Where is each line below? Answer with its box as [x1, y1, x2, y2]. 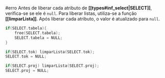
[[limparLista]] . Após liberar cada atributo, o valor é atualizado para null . [5, 16, 160, 22]
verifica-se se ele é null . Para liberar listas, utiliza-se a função [5, 10, 137, 16]
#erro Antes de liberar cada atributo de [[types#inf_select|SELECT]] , [5, 5, 152, 11]
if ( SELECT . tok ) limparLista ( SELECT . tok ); [5, 49, 95, 54]
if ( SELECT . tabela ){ [5, 26, 47, 31]
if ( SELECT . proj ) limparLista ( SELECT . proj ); [5, 63, 100, 69]
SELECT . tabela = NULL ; [14, 35, 63, 41]
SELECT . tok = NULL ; [5, 54, 47, 59]
